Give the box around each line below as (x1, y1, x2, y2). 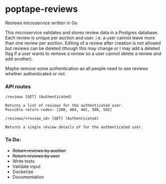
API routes (5, 83, 31, 90)
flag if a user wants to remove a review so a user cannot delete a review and (5, 51, 162, 57)
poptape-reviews (5, 3, 78, 15)
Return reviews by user (12, 153, 60, 159)
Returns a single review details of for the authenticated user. (5, 125, 143, 130)
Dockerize (12, 169, 34, 175)
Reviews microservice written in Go (5, 20, 78, 26)
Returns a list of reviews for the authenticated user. (5, 103, 123, 108)
